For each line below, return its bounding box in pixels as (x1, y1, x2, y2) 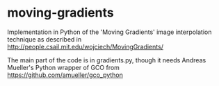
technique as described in (7, 35, 82, 43)
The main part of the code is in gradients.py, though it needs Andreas (7, 55, 206, 64)
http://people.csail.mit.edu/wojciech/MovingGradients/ (7, 42, 163, 51)
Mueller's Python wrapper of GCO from (7, 63, 120, 71)
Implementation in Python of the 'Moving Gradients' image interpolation (7, 28, 212, 36)
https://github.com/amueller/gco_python (7, 71, 124, 79)
